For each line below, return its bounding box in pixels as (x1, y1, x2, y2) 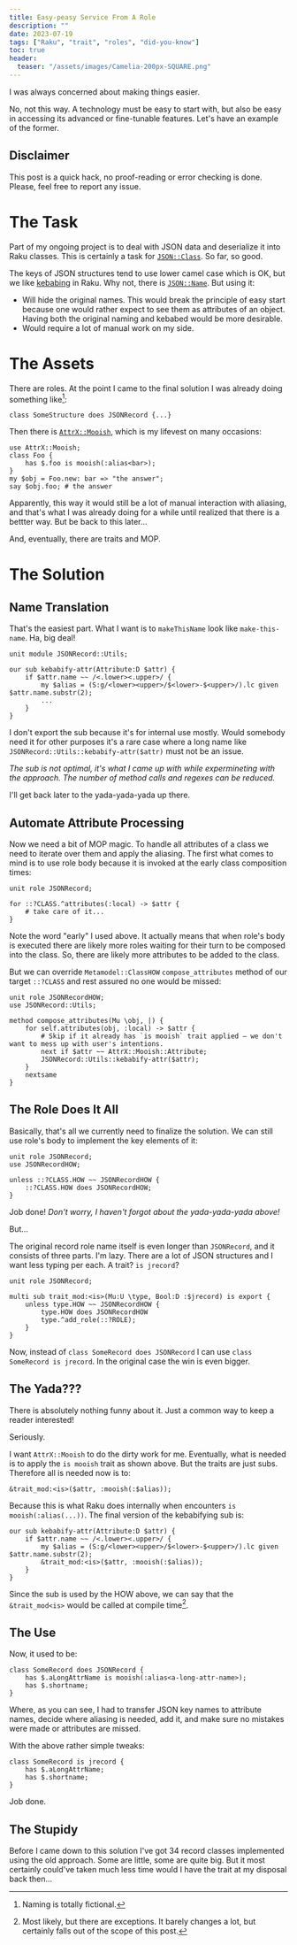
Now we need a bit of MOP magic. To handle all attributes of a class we (9, 839, 270, 849)
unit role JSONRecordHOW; (9, 993, 104, 1003)
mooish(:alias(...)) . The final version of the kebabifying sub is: (9, 1510, 245, 1520)
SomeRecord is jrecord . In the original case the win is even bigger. (9, 1356, 250, 1366)
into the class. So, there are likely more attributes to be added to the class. (9, 949, 280, 960)
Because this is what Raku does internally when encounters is (9, 1500, 237, 1511)
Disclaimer (9, 148, 70, 164)
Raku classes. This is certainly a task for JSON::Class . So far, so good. (9, 250, 263, 261)
